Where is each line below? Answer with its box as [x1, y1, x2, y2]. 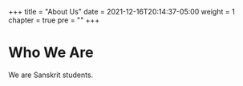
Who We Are [8, 43, 94, 62]
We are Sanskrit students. [8, 70, 94, 80]
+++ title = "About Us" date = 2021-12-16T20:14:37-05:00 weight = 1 [8, 7, 235, 16]
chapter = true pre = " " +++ [8, 15, 100, 25]
